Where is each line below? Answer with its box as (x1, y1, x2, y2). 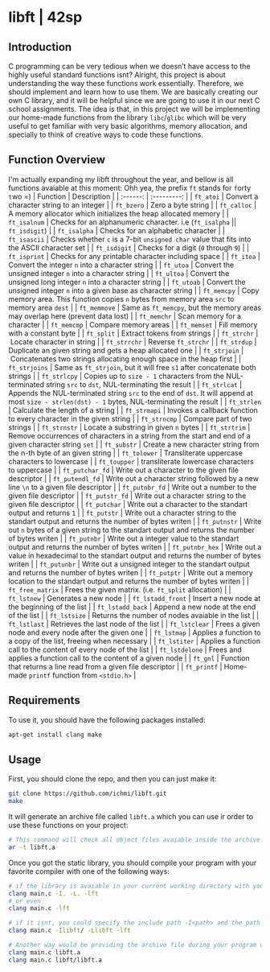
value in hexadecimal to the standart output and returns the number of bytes (8, 550, 261, 560)
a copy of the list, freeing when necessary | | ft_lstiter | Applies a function (8, 636, 261, 645)
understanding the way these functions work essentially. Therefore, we (8, 79, 243, 88)
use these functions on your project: (8, 821, 129, 830)
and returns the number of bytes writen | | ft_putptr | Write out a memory (8, 567, 253, 577)
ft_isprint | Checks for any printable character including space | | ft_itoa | (8, 251, 261, 261)
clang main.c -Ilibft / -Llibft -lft (8, 926, 131, 935)
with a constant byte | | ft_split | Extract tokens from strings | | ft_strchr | (8, 328, 259, 338)
